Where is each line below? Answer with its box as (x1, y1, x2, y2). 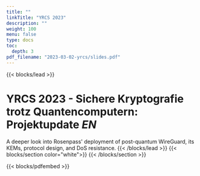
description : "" (6, 20, 47, 26)
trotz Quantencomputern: (6, 104, 138, 118)
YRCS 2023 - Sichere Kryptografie (6, 92, 184, 106)
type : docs (6, 37, 34, 43)
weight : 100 (6, 25, 36, 32)
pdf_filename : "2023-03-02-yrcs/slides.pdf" (6, 54, 121, 60)
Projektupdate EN (6, 118, 97, 131)
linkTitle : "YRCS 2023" (6, 15, 67, 21)
